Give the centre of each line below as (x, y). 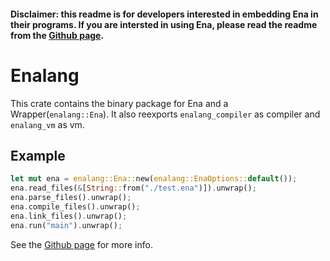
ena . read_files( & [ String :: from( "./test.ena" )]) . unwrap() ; (133, 188)
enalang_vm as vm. (47, 124)
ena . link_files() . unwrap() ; (69, 216)
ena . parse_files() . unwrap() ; (71, 198)
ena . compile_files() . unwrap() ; (75, 206)
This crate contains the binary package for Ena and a (119, 103)
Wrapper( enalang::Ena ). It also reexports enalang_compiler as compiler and (165, 114)
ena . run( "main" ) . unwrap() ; (66, 225)
